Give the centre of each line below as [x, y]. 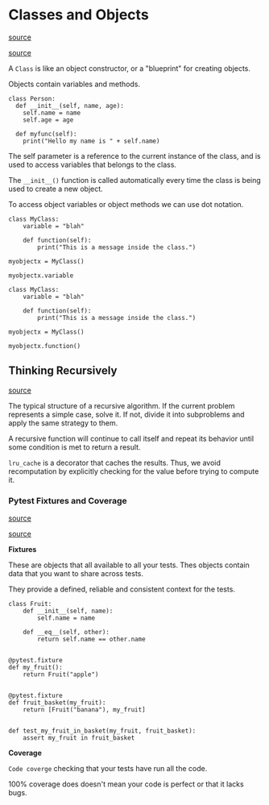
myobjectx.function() [45, 346]
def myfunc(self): [47, 134]
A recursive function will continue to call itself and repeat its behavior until [131, 438]
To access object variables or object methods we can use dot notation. [126, 204]
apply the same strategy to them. [63, 423]
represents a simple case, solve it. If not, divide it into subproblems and [126, 414]
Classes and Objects [79, 15]
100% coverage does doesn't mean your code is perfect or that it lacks [126, 784]
